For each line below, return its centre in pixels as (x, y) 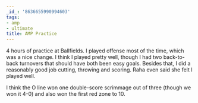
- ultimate (20, 28)
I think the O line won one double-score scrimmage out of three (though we (99, 88)
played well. (21, 76)
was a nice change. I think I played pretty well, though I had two (84, 57)
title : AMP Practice (32, 34)
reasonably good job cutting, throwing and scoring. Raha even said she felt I (99, 70)
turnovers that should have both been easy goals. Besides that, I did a (105, 64)
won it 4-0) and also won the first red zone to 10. (66, 94)
